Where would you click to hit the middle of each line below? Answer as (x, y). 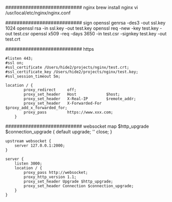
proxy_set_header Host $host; (72, 94)
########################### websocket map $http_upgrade (77, 126)
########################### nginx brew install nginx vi (72, 7)
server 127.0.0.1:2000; (40, 146)
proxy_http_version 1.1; (50, 177)
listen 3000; (28, 164)
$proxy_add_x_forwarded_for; (36, 108)
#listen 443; (19, 58)
